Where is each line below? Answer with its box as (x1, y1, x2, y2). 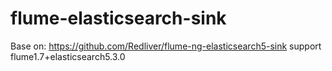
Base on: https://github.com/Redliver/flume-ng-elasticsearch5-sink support (10, 40, 322, 52)
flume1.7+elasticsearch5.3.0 (10, 50, 126, 62)
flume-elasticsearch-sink (10, 7, 227, 30)
